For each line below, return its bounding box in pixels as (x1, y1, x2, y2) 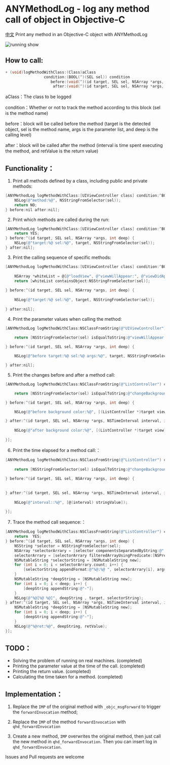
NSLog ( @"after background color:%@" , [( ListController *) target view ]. (14, 428, 168, 433)
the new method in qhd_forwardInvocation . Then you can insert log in (12, 739, 157, 745)
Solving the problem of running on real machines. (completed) (12, 658, 143, 664)
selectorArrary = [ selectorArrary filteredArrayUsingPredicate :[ (14, 553, 155, 558)
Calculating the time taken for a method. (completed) (12, 674, 123, 680)
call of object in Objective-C (5, 14, 125, 25)
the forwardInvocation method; (12, 709, 78, 715)
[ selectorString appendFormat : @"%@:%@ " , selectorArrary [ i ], (23, 567, 155, 572)
